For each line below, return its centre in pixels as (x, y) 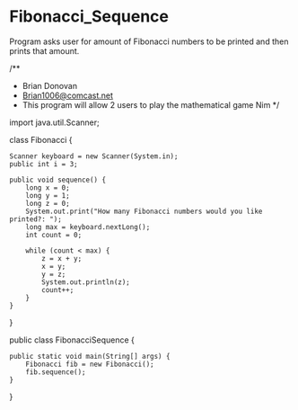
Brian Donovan (50, 85)
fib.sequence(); (56, 372)
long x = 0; (48, 187)
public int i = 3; (44, 164)
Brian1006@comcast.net (68, 95)
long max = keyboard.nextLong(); (88, 227)
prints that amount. (44, 50)
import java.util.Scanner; (55, 122)
